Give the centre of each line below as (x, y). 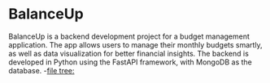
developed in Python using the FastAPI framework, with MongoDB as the (130, 62)
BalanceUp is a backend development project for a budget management (129, 36)
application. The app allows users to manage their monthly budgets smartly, (135, 44)
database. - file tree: (41, 70)
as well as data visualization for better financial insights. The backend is (129, 53)
